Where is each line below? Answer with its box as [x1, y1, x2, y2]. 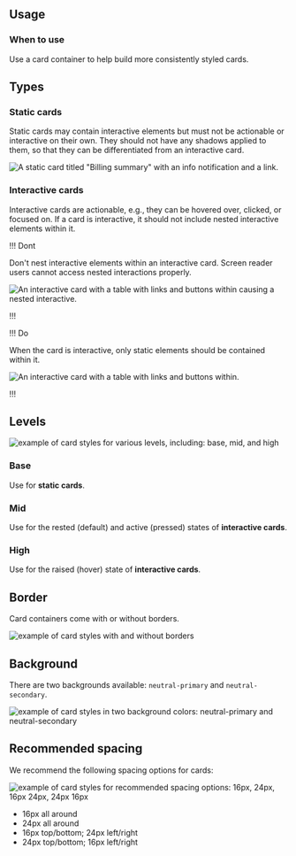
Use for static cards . [9, 480, 86, 490]
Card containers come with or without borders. [9, 613, 179, 624]
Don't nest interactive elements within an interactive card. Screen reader [9, 257, 273, 268]
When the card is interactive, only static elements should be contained [9, 344, 266, 355]
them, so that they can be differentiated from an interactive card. [9, 145, 245, 156]
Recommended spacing [9, 741, 143, 756]
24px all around [21, 818, 80, 829]
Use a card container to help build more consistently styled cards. [9, 53, 249, 65]
